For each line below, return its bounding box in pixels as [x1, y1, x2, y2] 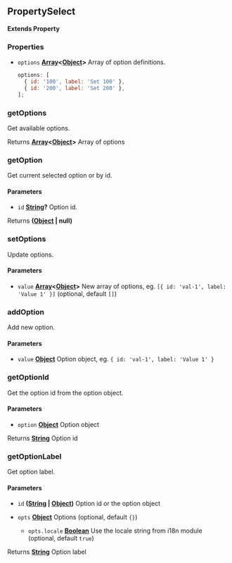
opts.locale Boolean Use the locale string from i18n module [27, 526, 202, 535]
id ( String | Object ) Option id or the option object [17, 500, 160, 508]
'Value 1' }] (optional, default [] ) [17, 289, 117, 298]
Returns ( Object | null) [7, 216, 72, 225]
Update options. [7, 250, 54, 259]
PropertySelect [7, 6, 76, 18]
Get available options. [7, 123, 70, 132]
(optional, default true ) [27, 534, 95, 543]
